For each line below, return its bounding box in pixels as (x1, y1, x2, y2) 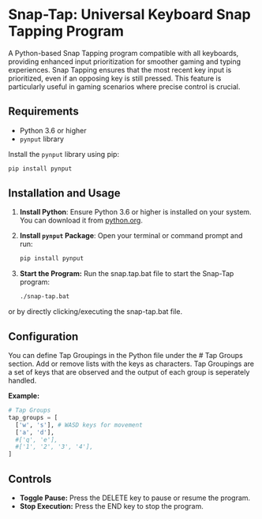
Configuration (8, 330, 79, 343)
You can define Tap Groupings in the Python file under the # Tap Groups (8, 351, 243, 360)
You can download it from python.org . (19, 215, 144, 226)
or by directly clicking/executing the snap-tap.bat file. (8, 307, 183, 316)
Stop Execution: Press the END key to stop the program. (19, 501, 204, 510)
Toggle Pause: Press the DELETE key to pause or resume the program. (19, 493, 251, 502)
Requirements (8, 105, 79, 118)
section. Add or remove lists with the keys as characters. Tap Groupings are (8, 359, 255, 368)
